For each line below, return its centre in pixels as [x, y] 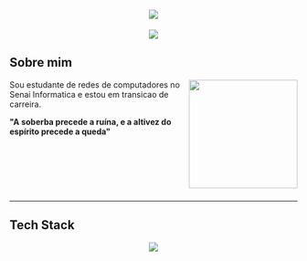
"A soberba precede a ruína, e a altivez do [90, 121]
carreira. [26, 104]
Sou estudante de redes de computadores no [95, 84]
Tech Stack [42, 225]
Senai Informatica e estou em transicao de [89, 94]
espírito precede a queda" [60, 131]
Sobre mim [41, 63]
